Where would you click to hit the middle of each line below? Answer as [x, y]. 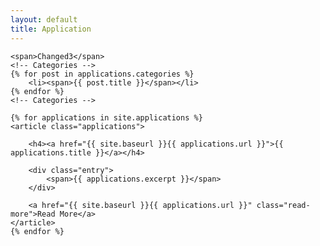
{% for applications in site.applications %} [106, 117]
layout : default [44, 19]
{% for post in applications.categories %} [102, 74]
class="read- [283, 205]
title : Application [51, 29]
